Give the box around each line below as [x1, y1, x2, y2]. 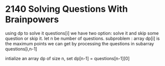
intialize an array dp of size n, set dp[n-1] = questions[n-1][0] [5, 55, 130, 61]
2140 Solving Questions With [5, 3, 128, 15]
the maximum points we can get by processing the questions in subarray [5, 40, 154, 46]
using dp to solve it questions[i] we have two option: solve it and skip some [5, 30, 159, 36]
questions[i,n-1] [5, 46, 37, 52]
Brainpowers [5, 14, 59, 25]
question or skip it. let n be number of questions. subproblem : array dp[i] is [5, 35, 160, 41]
